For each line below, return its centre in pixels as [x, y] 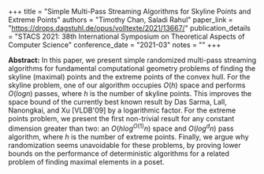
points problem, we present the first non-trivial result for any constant [121, 118]
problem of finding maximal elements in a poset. [86, 161]
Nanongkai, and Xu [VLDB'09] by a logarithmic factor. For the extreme [122, 110]
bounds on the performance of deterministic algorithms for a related [119, 154]
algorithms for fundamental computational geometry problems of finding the [132, 68]
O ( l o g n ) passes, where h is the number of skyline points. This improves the [130, 93]
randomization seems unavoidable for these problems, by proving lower [125, 145]
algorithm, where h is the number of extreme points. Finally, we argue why [129, 136]
